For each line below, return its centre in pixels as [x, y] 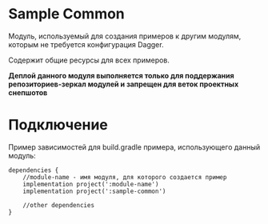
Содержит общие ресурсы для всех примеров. [89, 60]
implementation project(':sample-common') [94, 191]
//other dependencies [58, 205]
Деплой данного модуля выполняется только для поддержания [121, 75]
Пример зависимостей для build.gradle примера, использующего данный [134, 147]
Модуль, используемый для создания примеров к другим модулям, [125, 36]
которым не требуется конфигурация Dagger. [86, 44]
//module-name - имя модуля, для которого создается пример [125, 177]
